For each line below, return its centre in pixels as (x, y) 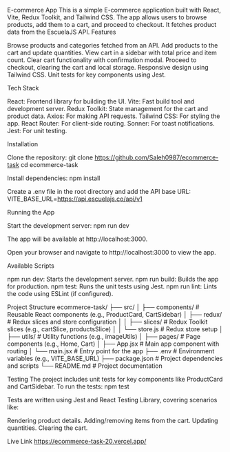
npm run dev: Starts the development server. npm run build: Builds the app (113, 279)
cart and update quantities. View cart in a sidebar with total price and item (112, 52)
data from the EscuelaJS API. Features (62, 32)
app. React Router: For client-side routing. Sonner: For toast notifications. (111, 123)
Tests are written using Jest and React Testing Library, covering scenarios (112, 400)
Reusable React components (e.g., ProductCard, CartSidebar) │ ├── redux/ (115, 314)
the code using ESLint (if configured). (60, 294)
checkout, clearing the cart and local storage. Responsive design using (108, 67)
